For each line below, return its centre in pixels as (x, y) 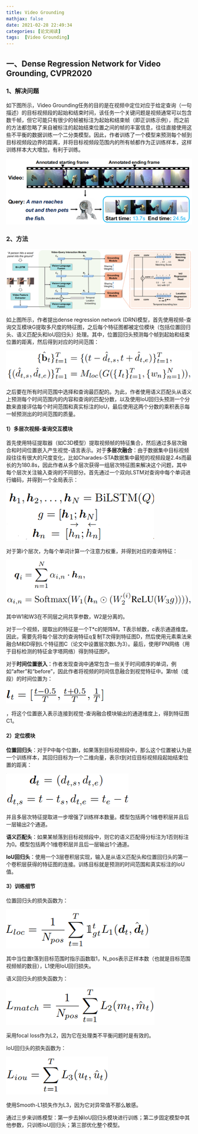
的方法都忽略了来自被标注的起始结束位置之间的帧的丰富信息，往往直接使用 (96, 127)
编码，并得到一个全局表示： (44, 480)
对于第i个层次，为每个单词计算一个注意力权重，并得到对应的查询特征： (92, 551)
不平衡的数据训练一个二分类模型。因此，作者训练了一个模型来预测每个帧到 (101, 135)
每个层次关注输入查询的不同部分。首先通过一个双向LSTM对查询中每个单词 (96, 473)
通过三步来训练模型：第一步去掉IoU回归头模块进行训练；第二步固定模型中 (95, 1117)
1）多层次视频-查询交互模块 (39, 428)
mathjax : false (25, 19)
